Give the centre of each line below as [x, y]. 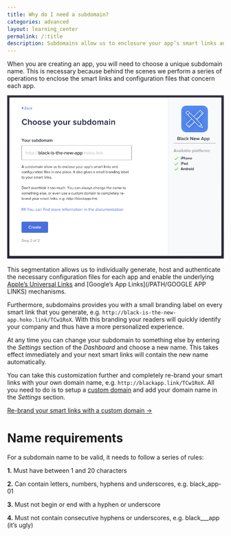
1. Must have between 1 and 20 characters [67, 471]
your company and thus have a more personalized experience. [96, 327]
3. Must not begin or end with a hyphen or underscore [84, 504]
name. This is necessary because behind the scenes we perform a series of [114, 71]
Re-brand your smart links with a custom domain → [80, 411]
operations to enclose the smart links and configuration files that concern [111, 78]
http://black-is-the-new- [139, 313]
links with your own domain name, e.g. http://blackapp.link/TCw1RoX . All [111, 383]
